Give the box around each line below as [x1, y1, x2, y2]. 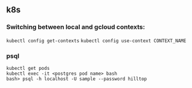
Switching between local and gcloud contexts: [6, 23, 146, 31]
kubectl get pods [6, 65, 50, 71]
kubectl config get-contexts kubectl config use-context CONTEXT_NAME [6, 37, 187, 44]
